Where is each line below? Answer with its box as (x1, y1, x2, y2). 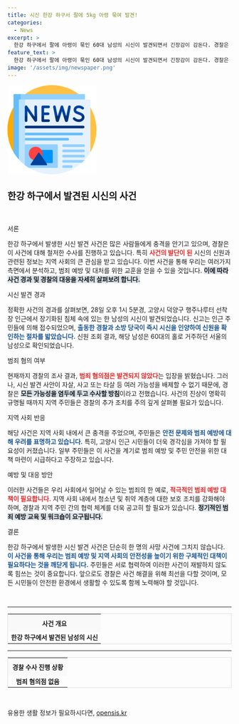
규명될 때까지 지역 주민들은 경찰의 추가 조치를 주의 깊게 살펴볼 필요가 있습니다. (7, 398, 224, 407)
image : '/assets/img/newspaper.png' (7, 64, 116, 71)
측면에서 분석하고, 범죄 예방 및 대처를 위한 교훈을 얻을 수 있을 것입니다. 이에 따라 (7, 266, 229, 275)
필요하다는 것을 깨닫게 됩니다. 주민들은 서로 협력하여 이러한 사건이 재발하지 (7, 560, 214, 569)
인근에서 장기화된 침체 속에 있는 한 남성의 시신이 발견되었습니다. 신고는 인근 (14, 314, 224, 322)
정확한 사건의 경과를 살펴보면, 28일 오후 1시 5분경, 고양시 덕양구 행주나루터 (7, 305, 215, 314)
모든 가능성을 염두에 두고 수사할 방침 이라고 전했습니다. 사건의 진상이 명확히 (20, 389, 226, 397)
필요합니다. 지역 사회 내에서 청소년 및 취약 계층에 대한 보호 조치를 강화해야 (20, 494, 225, 503)
